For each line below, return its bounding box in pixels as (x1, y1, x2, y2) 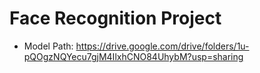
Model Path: (23, 40, 74, 52)
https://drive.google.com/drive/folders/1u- (75, 40, 250, 52)
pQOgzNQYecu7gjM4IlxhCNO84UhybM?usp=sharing (23, 50, 244, 62)
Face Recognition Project (9, 7, 222, 30)
